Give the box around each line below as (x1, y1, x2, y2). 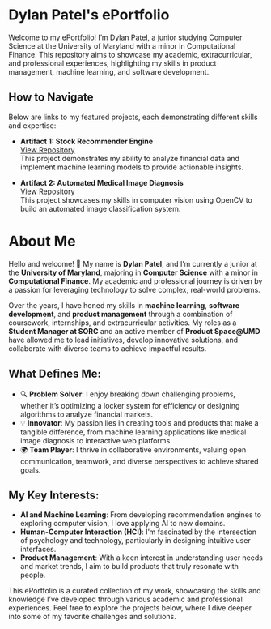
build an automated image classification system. (19, 203, 181, 213)
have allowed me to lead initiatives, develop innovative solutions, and (8, 335, 239, 344)
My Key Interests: (8, 488, 100, 502)
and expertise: (8, 120, 57, 131)
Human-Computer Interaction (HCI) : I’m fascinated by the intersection (19, 527, 257, 537)
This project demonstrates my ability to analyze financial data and (19, 153, 240, 163)
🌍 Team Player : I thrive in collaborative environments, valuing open (19, 444, 247, 455)
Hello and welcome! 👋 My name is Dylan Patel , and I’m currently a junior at (8, 259, 257, 268)
